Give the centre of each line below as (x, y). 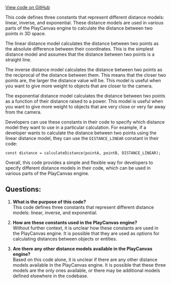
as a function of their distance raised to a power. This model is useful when (84, 101)
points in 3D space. (26, 33)
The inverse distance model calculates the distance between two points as (84, 69)
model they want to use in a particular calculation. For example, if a (76, 127)
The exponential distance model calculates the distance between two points (85, 96)
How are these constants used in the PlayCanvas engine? (75, 222)
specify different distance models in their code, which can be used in (78, 168)
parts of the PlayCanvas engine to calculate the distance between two (79, 28)
